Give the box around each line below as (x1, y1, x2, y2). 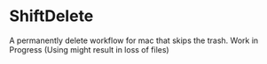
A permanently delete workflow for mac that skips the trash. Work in (9, 35, 259, 46)
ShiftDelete (9, 6, 94, 26)
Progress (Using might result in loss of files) (9, 44, 170, 54)
